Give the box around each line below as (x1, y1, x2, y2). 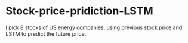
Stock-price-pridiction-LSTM (5, 4, 153, 18)
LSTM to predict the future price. (5, 30, 87, 37)
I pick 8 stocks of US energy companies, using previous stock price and (5, 24, 183, 31)
